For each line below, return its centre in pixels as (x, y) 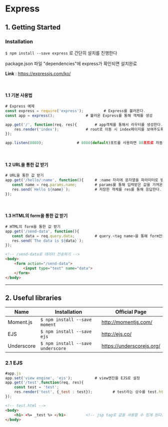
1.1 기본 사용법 (19, 95)
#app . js (13, 373)
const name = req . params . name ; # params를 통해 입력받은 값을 (81, 185)
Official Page (131, 312)
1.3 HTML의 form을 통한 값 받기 (36, 216)
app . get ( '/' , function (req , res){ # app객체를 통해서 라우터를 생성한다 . (84, 125)
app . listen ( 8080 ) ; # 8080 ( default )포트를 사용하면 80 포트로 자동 (84, 143)
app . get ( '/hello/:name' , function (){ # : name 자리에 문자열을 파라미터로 (82, 180)
